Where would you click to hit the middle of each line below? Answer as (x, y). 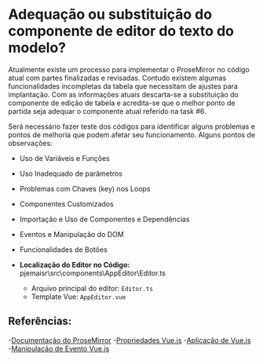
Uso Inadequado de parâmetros (71, 173)
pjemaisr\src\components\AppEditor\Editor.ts (93, 273)
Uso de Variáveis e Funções (64, 158)
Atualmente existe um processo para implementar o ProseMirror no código (129, 69)
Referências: (40, 321)
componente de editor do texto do (121, 31)
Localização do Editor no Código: (75, 264)
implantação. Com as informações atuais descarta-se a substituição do (124, 94)
